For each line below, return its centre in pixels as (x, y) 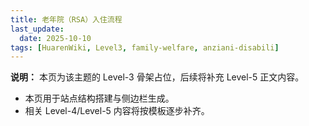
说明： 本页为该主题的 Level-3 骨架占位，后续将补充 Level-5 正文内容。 (157, 77)
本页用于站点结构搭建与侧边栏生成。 (99, 98)
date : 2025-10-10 (55, 38)
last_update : (37, 29)
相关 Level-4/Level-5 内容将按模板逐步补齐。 (117, 111)
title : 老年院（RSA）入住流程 (66, 19)
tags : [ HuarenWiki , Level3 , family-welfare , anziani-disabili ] (145, 47)
